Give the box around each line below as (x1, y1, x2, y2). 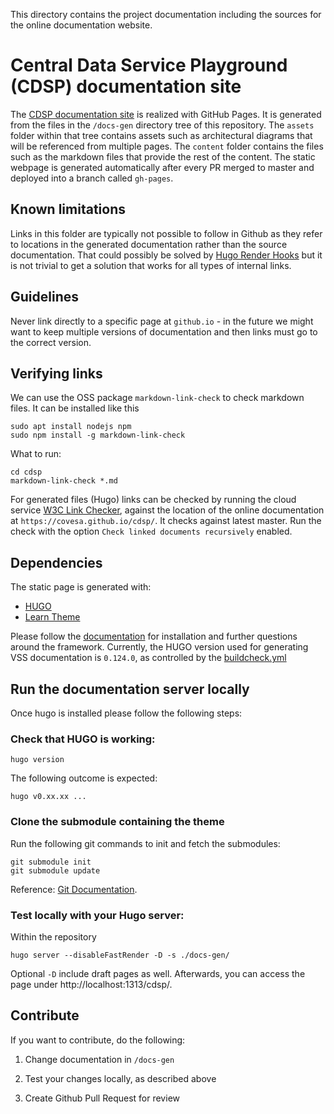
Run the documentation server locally (10, 680, 250, 698)
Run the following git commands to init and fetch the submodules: (10, 837, 281, 849)
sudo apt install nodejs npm (10, 422, 132, 432)
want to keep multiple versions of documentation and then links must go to (10, 325, 318, 338)
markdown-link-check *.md (10, 476, 118, 486)
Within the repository (10, 930, 97, 943)
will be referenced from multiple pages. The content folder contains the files (10, 140, 324, 152)
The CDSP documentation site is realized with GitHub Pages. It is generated (10, 108, 322, 120)
